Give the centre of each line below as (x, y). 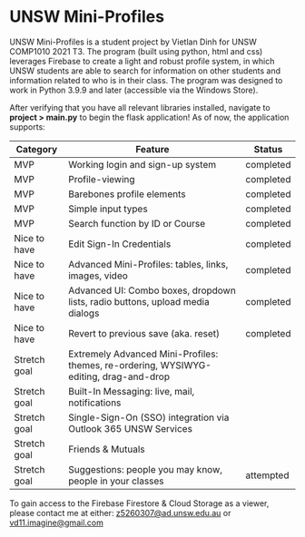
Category (37, 149)
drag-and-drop (136, 376)
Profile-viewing (101, 179)
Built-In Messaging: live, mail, (131, 391)
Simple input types (108, 209)
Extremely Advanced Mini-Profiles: (143, 354)
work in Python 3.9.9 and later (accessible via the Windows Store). (134, 90)
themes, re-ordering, (113, 365)
